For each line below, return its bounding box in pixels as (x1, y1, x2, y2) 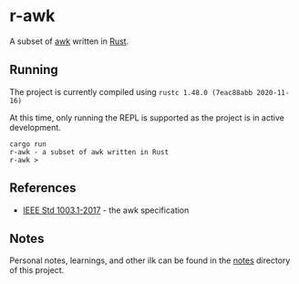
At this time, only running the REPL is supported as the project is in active (9, 111, 284, 123)
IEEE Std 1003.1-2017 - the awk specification (22, 205, 190, 216)
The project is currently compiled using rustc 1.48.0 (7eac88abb (9, 86, 253, 97)
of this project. (9, 265, 65, 276)
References (9, 180, 77, 196)
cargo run (9, 139, 47, 149)
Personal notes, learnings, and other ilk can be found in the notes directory (9, 255, 291, 266)
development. (9, 121, 61, 132)
